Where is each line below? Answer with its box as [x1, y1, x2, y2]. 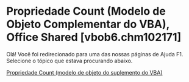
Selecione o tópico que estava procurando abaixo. [6, 57, 133, 64]
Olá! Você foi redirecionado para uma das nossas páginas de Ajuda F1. [6, 50, 184, 58]
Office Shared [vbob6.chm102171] [6, 31, 182, 44]
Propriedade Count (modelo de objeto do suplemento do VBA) [6, 69, 163, 76]
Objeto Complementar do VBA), [6, 17, 169, 31]
